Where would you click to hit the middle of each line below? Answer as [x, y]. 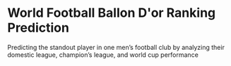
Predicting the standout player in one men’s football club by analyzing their [116, 47]
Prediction [38, 28]
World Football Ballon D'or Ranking [112, 13]
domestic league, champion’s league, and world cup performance [103, 55]
